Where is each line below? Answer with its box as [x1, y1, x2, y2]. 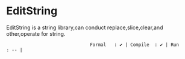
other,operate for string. [6, 30, 66, 37]
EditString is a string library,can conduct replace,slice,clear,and [6, 24, 163, 31]
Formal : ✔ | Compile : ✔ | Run [89, 42, 180, 48]
